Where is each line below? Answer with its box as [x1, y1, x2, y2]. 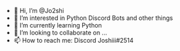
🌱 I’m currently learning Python [13, 21, 102, 29]
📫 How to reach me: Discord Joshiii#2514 [13, 37, 134, 44]
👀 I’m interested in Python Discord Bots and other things [13, 14, 174, 22]
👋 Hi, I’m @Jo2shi [13, 7, 64, 14]
